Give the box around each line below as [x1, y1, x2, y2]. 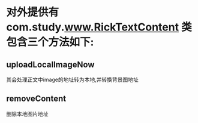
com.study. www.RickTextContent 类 [6, 20, 192, 34]
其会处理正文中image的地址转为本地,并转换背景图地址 [6, 76, 139, 83]
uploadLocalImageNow [6, 59, 95, 69]
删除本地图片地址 [6, 110, 49, 117]
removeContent [6, 94, 67, 104]
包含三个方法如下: [6, 35, 94, 49]
